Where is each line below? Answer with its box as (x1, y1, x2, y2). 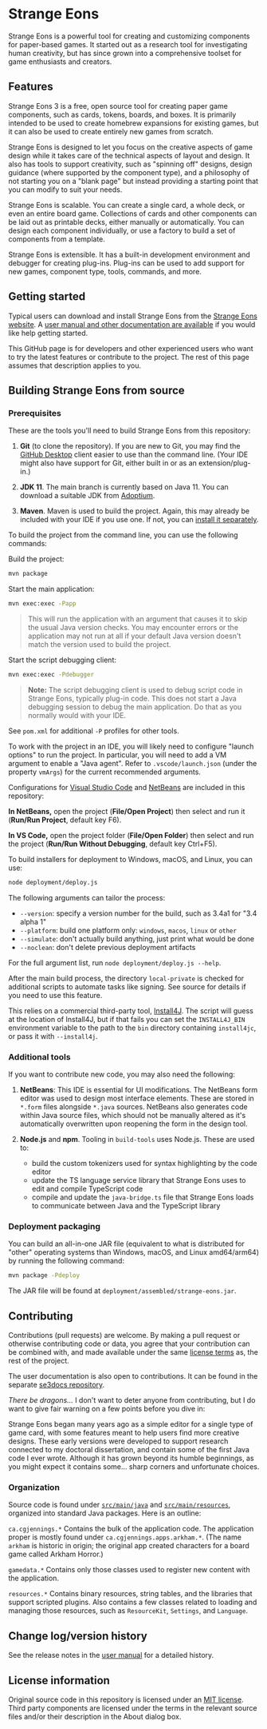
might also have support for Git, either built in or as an (19, 458, 198, 468)
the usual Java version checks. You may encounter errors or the (27, 623, 239, 632)
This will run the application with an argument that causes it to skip (27, 614, 248, 624)
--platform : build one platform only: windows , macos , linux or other (19, 925, 238, 935)
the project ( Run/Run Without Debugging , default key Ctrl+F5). (8, 839, 218, 849)
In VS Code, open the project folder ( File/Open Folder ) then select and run (8, 830, 254, 840)
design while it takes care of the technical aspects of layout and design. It (8, 150, 250, 160)
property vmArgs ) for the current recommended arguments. (8, 767, 202, 777)
